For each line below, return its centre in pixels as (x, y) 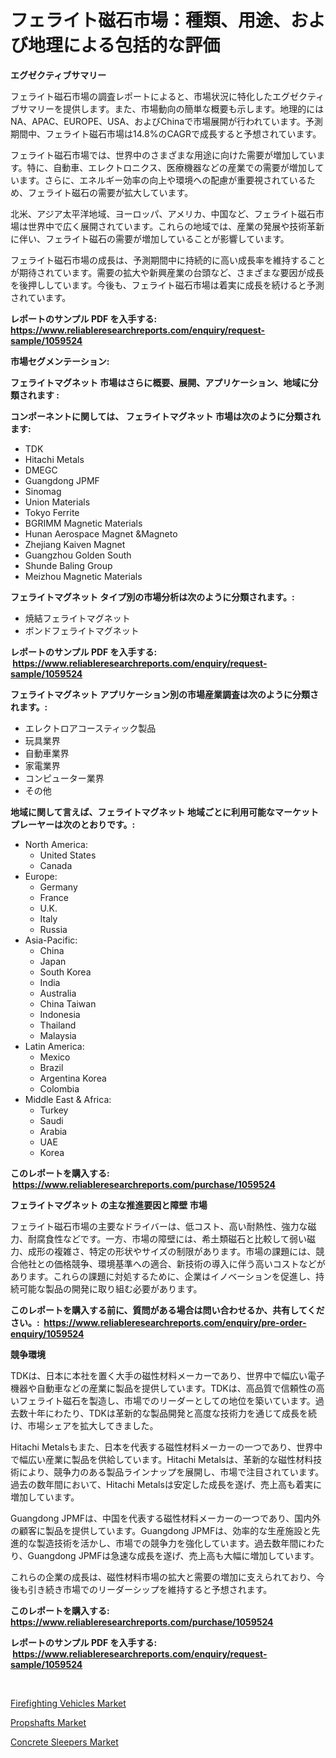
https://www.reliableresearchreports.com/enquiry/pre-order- (175, 1322)
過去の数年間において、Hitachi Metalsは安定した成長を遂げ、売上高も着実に (166, 1484)
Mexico (55, 1057)
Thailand (58, 1025)
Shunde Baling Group (68, 565)
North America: (56, 844)
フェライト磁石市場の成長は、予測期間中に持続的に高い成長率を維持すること (168, 260)
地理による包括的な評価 (124, 45)
